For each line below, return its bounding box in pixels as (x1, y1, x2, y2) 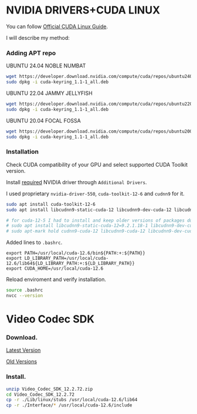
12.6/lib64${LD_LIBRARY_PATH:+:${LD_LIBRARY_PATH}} (6, 260, 135, 267)
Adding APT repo (6, 49, 56, 57)
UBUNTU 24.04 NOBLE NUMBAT (6, 62, 86, 69)
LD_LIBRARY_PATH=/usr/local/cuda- (24, 256, 109, 262)
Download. (6, 334, 38, 342)
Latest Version (6, 347, 41, 354)
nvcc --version (6, 293, 43, 299)
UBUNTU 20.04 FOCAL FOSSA (6, 117, 81, 124)
